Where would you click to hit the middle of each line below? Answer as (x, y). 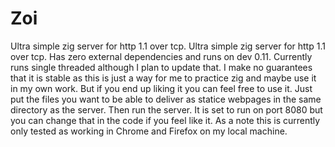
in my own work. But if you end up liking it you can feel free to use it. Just (161, 88)
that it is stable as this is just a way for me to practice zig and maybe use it (163, 78)
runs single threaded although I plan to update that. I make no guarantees (161, 67)
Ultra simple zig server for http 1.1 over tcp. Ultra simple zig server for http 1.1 (168, 46)
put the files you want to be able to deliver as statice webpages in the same (166, 99)
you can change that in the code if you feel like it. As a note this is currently (165, 120)
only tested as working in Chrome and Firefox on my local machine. (149, 131)
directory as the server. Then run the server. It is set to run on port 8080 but (166, 109)
